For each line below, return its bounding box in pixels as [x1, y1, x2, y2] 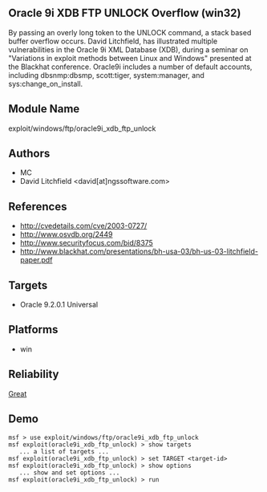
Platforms [8, 323, 59, 336]
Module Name [8, 102, 80, 116]
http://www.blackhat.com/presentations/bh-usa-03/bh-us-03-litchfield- [19, 246, 259, 256]
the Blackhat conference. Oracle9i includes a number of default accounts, [8, 62, 253, 71]
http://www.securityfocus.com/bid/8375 [19, 238, 154, 248]
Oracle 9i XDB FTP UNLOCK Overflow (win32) [8, 6, 241, 20]
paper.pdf [19, 255, 53, 265]
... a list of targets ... [18, 447, 110, 456]
